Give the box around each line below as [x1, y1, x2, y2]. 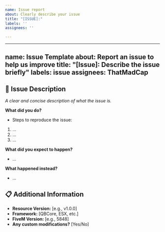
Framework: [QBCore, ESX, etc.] [12, 211, 79, 217]
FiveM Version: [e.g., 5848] [12, 216, 69, 222]
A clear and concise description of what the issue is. [5, 98, 112, 104]
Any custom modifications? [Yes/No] [12, 221, 89, 227]
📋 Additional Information [5, 190, 84, 199]
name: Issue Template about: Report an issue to [5, 53, 154, 61]
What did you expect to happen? [5, 146, 73, 153]
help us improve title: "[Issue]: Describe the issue [5, 60, 160, 69]
